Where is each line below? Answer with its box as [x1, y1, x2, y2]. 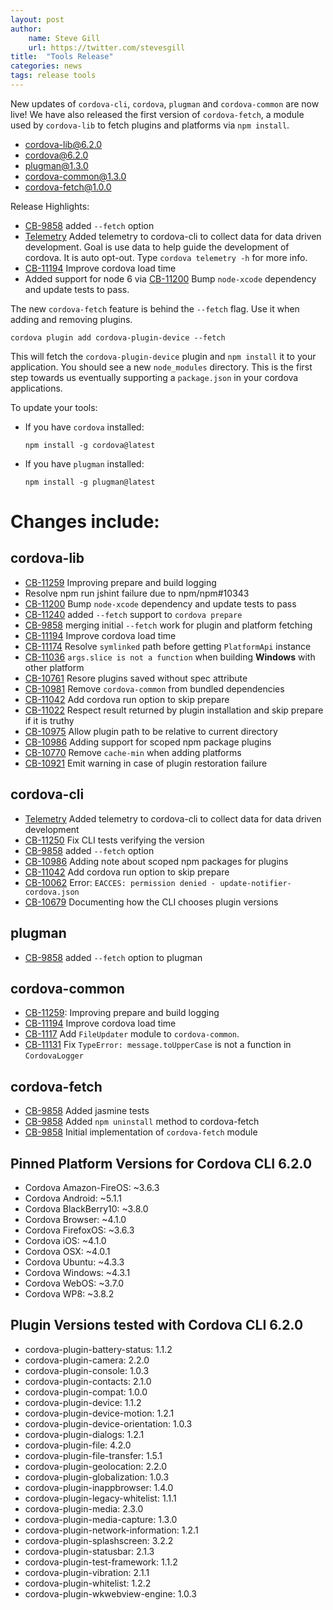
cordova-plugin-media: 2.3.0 [24, 1502, 144, 1515]
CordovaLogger [24, 1051, 84, 1061]
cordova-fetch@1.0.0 [24, 181, 112, 193]
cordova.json [24, 887, 80, 897]
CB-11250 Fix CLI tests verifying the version [24, 834, 205, 846]
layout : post [10, 14, 65, 25]
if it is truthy [24, 714, 75, 726]
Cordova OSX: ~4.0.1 [24, 1245, 111, 1257]
